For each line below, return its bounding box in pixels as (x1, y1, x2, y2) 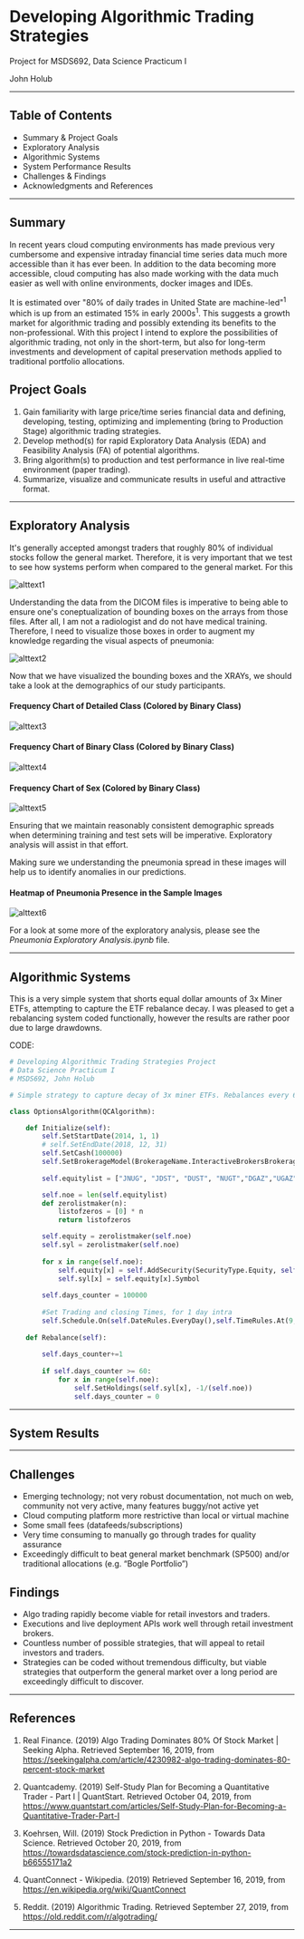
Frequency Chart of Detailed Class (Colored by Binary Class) (9, 701, 242, 712)
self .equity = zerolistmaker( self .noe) (42, 1232, 193, 1241)
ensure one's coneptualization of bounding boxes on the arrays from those (9, 606, 289, 617)
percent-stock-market (22, 1763, 106, 1774)
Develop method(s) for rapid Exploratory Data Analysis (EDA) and (22, 435, 267, 446)
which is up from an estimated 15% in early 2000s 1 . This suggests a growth (9, 306, 290, 318)
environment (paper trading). (22, 464, 131, 475)
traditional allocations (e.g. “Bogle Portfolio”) (22, 1558, 189, 1569)
